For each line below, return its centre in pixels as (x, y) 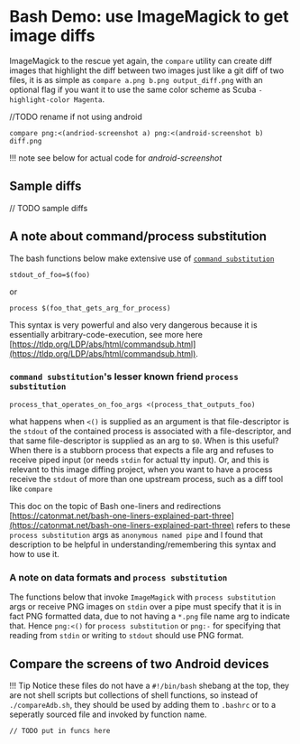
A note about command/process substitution (138, 237)
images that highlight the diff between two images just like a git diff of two (147, 70)
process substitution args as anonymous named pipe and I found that (136, 535)
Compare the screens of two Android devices (139, 664)
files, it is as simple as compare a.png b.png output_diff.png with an (136, 79)
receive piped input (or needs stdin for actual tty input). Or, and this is (140, 460)
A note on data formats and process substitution (118, 577)
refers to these (263, 525)
